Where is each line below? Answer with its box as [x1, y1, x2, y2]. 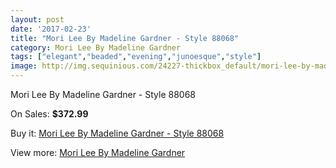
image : [10, 61, 38, 71]
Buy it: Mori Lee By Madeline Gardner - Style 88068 [10, 127, 225, 139]
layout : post [10, 14, 65, 25]
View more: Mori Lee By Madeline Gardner [10, 147, 186, 158]
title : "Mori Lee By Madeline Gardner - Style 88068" [10, 33, 240, 43]
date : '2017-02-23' [10, 24, 92, 34]
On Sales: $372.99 [10, 108, 89, 120]
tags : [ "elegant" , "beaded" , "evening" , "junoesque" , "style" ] [10, 52, 262, 62]
